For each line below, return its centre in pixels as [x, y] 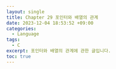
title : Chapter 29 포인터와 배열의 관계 [52, 17]
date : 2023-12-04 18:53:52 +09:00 [50, 23]
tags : [13, 40]
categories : [21, 28]
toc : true [19, 56]
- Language [26, 34]
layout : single [26, 12]
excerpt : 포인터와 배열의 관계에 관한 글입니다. [59, 51]
